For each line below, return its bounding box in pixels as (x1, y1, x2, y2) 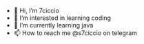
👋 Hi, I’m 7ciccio (13, 7, 60, 14)
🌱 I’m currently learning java (13, 21, 94, 29)
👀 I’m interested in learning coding (13, 14, 112, 22)
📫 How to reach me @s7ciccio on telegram (13, 29, 138, 37)
